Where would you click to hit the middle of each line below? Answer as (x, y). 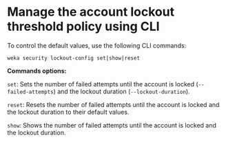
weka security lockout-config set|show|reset (73, 58)
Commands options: (37, 71)
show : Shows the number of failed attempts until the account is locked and (112, 125)
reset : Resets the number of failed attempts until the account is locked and (113, 104)
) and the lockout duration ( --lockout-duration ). (122, 91)
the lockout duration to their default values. (68, 112)
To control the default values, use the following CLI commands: (97, 45)
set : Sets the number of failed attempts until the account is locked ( (103, 84)
